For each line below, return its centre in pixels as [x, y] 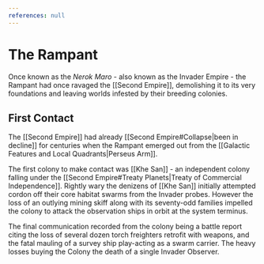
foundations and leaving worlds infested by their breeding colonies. [118, 93]
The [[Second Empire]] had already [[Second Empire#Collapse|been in [123, 137]
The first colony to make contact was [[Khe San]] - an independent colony [129, 169]
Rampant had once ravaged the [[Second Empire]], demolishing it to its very [132, 85]
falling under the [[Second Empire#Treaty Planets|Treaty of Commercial [125, 178]
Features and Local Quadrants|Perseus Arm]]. [83, 154]
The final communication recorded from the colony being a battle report [125, 227]
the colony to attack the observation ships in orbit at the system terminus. [128, 211]
